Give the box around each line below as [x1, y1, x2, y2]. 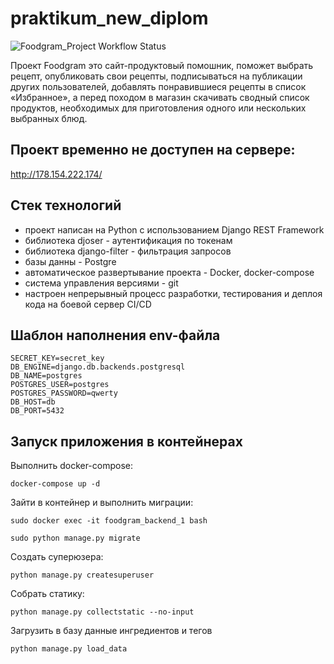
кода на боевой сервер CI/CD [24, 298, 152, 310]
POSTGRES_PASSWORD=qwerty [10, 388, 118, 399]
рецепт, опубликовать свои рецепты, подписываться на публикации [10, 70, 303, 82]
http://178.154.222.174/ [10, 168, 103, 180]
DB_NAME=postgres [10, 371, 83, 381]
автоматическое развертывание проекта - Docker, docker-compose [24, 266, 315, 278]
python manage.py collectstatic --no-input [10, 607, 195, 617]
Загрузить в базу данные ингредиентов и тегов [10, 625, 213, 637]
